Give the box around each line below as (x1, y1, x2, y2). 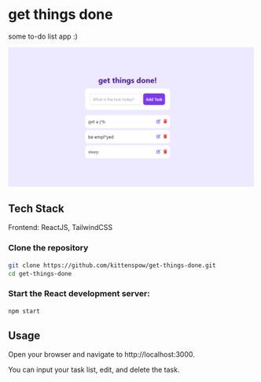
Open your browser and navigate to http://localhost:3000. (8, 350, 195, 359)
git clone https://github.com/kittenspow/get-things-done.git (8, 261, 216, 269)
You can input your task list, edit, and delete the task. (8, 365, 180, 375)
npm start (8, 307, 41, 315)
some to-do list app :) (8, 32, 79, 41)
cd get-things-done (8, 269, 72, 277)
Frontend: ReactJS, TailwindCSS (8, 223, 113, 232)
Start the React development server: (8, 288, 151, 299)
